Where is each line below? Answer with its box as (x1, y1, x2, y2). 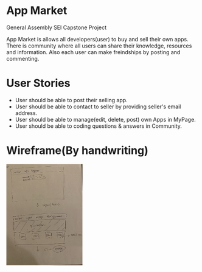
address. (15, 109, 38, 116)
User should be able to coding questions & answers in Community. (15, 122, 183, 130)
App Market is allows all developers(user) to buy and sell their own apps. (6, 35, 189, 43)
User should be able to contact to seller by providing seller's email (15, 103, 181, 110)
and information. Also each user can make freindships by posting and (6, 48, 181, 55)
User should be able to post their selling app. (15, 96, 128, 103)
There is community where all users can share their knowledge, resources (6, 42, 192, 49)
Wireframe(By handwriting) (6, 144, 148, 158)
